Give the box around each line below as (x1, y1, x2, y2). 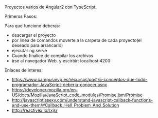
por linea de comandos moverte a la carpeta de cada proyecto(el (11, 37, 142, 43)
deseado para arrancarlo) (11, 43, 63, 48)
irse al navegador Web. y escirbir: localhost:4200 (11, 58, 110, 63)
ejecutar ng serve (11, 48, 47, 53)
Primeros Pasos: (4, 14, 37, 19)
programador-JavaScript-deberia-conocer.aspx (11, 82, 107, 88)
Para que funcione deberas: (4, 23, 60, 29)
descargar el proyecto (11, 32, 56, 38)
